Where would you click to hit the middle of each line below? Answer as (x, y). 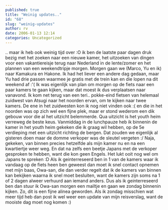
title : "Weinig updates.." (33, 15)
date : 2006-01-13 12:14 (30, 33)
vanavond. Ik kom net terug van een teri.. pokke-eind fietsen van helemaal (82, 95)
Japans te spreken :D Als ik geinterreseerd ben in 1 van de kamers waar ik (82, 159)
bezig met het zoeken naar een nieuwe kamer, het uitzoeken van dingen (80, 57)
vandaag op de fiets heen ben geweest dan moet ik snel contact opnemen (82, 165)
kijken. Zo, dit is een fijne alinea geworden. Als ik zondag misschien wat (79, 191)
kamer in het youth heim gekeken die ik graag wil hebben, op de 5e (75, 127)
